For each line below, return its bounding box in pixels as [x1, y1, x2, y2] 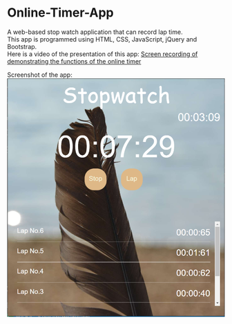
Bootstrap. [7, 42, 37, 51]
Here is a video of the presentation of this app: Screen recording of [7, 50, 198, 58]
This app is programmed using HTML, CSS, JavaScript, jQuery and [7, 35, 197, 43]
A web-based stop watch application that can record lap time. [7, 28, 183, 36]
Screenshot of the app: [7, 71, 72, 79]
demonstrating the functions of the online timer [7, 57, 142, 65]
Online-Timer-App [7, 5, 114, 21]
